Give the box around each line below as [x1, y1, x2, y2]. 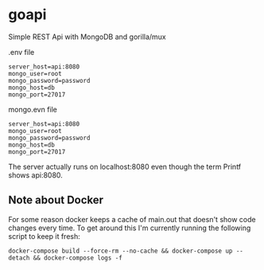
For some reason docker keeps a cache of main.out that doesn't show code [8, 214, 256, 224]
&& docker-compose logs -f [33, 253, 123, 262]
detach [8, 253, 30, 262]
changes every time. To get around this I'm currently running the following [8, 223, 251, 233]
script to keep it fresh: [8, 231, 81, 241]
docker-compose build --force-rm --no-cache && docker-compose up [8, 247, 233, 255]
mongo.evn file [8, 104, 58, 114]
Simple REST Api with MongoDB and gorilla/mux [8, 32, 167, 41]
